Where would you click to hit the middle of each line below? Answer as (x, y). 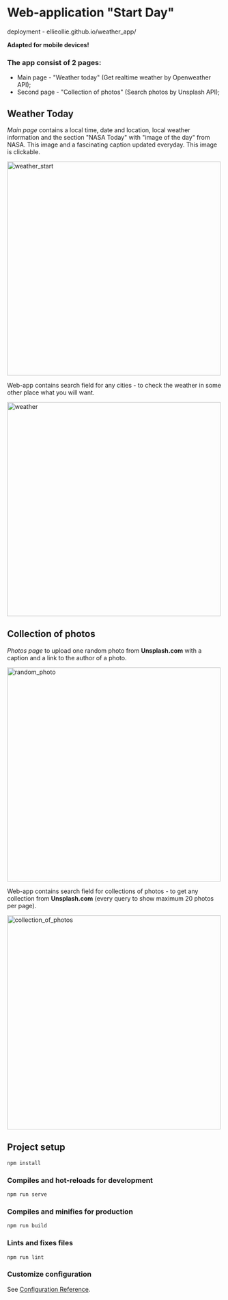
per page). (22, 905)
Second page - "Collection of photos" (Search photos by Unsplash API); (118, 92)
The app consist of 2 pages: (54, 62)
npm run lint (26, 1257)
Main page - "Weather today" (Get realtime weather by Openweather (114, 77)
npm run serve (27, 1194)
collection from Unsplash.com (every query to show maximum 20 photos (110, 898)
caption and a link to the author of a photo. (67, 658)
